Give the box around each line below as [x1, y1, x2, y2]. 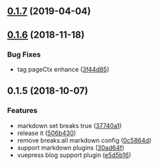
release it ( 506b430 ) [17, 129, 77, 137]
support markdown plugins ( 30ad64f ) [17, 143, 125, 152]
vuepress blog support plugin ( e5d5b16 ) [17, 151, 132, 159]
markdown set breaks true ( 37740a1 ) [17, 121, 122, 129]
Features [7, 106, 38, 116]
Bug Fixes [7, 50, 41, 59]
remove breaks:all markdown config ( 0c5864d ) [17, 136, 152, 144]
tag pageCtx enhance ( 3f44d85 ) [17, 65, 110, 74]
